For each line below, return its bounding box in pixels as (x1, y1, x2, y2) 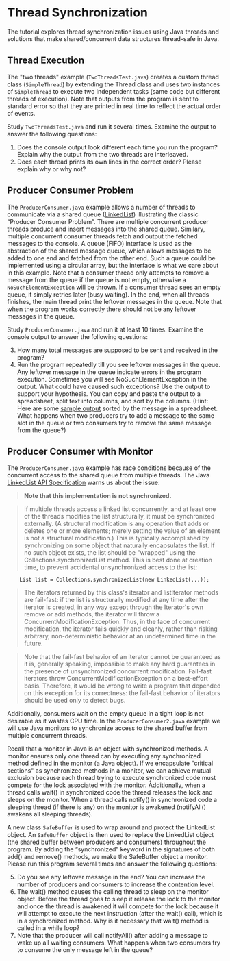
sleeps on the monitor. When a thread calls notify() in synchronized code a (7, 796, 218, 804)
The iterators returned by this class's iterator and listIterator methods (23, 588, 219, 597)
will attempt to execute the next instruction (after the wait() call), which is (16, 910, 223, 918)
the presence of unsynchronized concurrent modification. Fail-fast (23, 667, 212, 675)
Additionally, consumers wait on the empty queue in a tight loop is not (7, 710, 204, 718)
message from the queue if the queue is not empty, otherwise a (7, 275, 186, 284)
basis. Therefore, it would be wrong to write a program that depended (23, 682, 221, 690)
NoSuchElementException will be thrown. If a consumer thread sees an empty (7, 283, 221, 291)
